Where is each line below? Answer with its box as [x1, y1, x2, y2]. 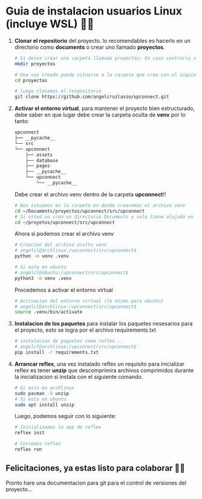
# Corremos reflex [14, 441, 61, 447]
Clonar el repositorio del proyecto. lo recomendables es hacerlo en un [14, 37, 191, 44]
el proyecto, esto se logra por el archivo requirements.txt [14, 326, 157, 333]
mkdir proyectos [14, 60, 56, 67]
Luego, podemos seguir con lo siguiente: [14, 413, 117, 420]
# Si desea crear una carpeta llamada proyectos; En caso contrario [14, 55, 191, 61]
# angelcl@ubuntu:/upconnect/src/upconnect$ [14, 269, 129, 275]
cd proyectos [14, 77, 48, 83]
